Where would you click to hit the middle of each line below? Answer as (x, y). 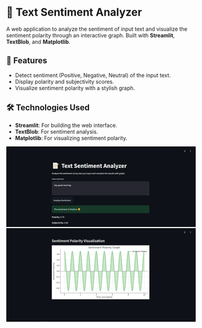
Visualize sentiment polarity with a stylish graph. (75, 88)
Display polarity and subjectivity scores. (64, 81)
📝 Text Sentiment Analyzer (74, 12)
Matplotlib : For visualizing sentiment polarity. (71, 138)
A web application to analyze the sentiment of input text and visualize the (97, 29)
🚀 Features (27, 60)
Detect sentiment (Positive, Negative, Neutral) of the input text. (93, 75)
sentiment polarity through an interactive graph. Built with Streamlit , (91, 35)
